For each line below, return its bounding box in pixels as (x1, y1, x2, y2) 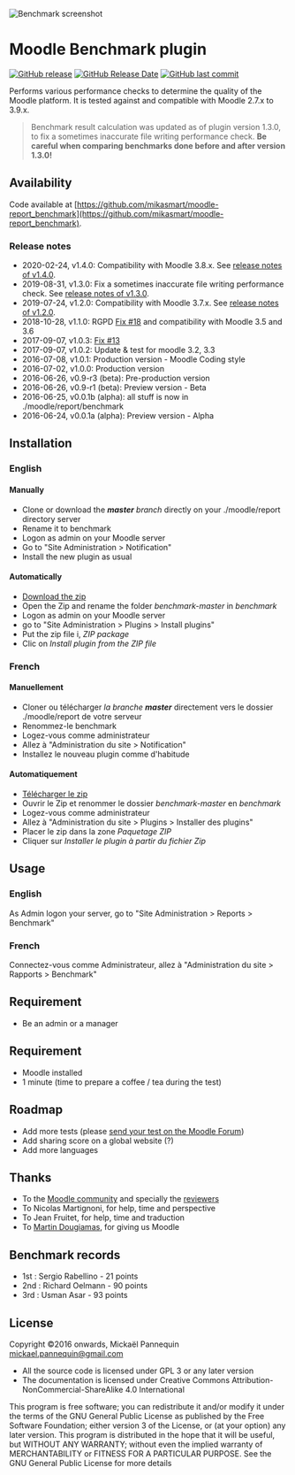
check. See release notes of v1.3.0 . (21, 288, 150, 299)
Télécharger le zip (21, 788, 88, 800)
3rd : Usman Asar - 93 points (21, 1290, 128, 1301)
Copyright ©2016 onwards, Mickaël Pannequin (9, 1339, 179, 1349)
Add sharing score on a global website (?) (21, 1135, 174, 1146)
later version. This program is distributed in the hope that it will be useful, (9, 1429, 276, 1440)
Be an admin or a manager (21, 1018, 119, 1028)
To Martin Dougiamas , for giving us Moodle (21, 1222, 179, 1233)
